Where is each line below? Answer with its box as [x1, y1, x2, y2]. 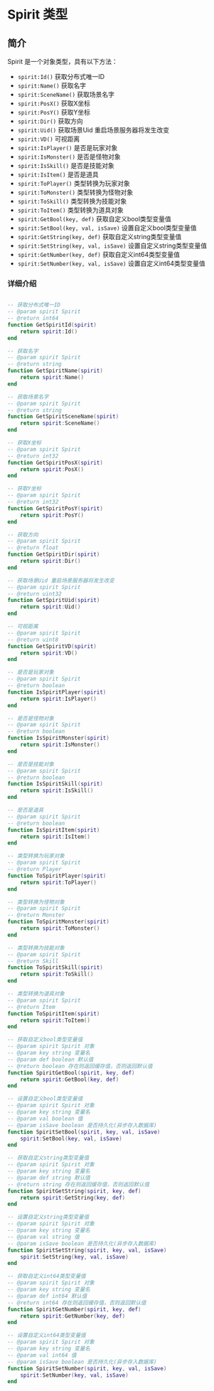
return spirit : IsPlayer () [20, 695, 97, 702]
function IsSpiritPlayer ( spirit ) [7, 688, 107, 696]
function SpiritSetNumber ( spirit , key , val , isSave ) [7, 1365, 167, 1372]
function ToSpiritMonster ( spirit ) [7, 919, 110, 926]
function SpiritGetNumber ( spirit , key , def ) [7, 1306, 141, 1313]
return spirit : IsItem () [20, 833, 91, 840]
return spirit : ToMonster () [20, 925, 100, 932]
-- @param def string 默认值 [7, 1174, 91, 1181]
